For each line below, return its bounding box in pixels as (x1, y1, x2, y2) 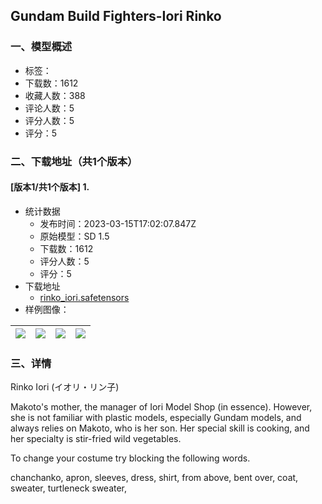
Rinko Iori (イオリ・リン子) (10, 381, 120, 393)
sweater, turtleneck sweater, (10, 482, 128, 494)
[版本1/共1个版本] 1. (10, 181, 90, 193)
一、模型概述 (10, 40, 73, 54)
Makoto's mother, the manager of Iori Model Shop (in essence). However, (10, 401, 313, 413)
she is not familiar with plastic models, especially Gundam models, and (10, 412, 302, 424)
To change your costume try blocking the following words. (10, 452, 251, 464)
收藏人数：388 (24, 89, 86, 101)
